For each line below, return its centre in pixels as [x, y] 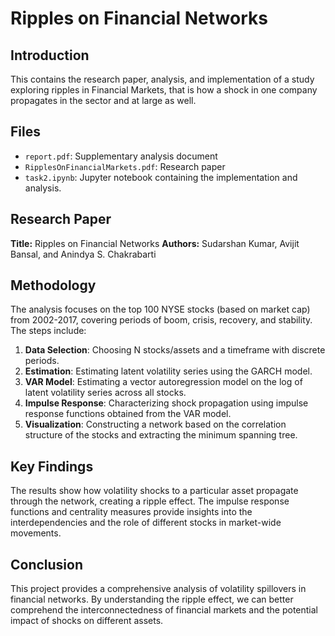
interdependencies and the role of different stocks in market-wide [146, 523]
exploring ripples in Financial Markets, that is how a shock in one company [164, 90]
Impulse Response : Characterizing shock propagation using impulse [166, 403]
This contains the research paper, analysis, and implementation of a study [162, 79]
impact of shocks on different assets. [87, 621]
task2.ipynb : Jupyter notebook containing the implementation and [161, 177]
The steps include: [48, 331]
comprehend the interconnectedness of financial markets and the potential [164, 610]
